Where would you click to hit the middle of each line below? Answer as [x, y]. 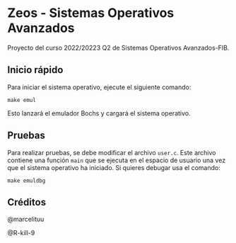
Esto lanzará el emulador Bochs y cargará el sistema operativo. [99, 113]
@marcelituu [26, 219]
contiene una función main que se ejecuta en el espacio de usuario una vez [117, 160]
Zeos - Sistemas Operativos [91, 13]
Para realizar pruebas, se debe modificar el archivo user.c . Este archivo [112, 152]
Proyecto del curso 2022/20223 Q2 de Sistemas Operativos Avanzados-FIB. [118, 47]
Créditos [27, 202]
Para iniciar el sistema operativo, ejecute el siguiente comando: [99, 87]
